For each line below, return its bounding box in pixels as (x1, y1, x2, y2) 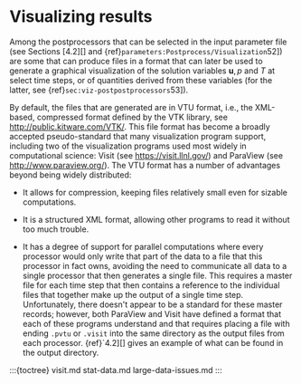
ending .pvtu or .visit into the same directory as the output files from (22, 328, 285, 339)
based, (9, 111, 35, 122)
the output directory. (22, 347, 99, 358)
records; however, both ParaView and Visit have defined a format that (22, 308, 282, 319)
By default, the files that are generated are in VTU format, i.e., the (9, 101, 253, 112)
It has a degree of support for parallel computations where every (22, 241, 264, 252)
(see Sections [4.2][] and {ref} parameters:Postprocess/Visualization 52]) (9, 45, 283, 56)
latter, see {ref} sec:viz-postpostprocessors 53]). (9, 84, 189, 95)
